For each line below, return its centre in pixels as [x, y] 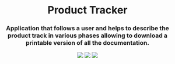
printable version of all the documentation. [87, 43]
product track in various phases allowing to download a [87, 35]
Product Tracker [87, 10]
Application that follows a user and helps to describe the [87, 29]
